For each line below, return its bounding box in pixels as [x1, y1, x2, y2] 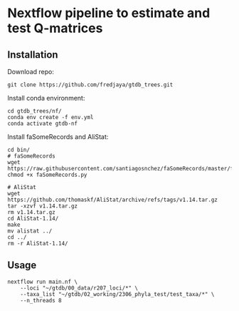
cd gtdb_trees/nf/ [7, 108, 62, 115]
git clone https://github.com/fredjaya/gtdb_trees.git [7, 81, 174, 88]
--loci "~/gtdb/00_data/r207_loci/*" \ [20, 284, 139, 292]
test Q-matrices [7, 20, 103, 36]
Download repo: [7, 68, 55, 76]
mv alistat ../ [7, 228, 53, 235]
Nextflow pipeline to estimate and [7, 5, 211, 21]
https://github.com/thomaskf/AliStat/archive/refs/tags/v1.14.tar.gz [7, 196, 218, 203]
